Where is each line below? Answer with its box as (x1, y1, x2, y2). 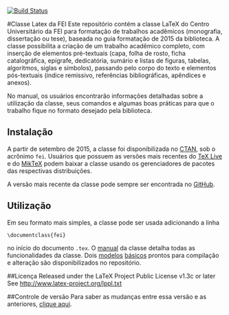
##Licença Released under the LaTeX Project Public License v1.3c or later (7, 272, 216, 280)
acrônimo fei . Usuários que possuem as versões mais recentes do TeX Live (7, 152, 222, 160)
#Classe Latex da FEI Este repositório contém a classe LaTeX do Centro (7, 20, 210, 28)
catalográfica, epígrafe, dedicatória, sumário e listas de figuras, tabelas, (7, 57, 211, 65)
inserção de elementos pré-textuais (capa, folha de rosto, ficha (7, 49, 186, 57)
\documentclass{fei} (7, 232, 67, 238)
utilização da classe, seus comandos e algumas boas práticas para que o (7, 99, 215, 107)
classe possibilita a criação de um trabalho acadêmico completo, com (7, 42, 205, 50)
